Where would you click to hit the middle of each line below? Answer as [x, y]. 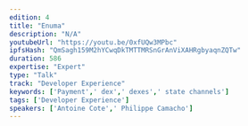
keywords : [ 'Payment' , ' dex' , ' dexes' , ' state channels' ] [119, 91]
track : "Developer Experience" [67, 83]
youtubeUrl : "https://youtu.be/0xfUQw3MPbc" [93, 42]
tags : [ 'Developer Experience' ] [69, 100]
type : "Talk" [33, 75]
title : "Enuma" [37, 26]
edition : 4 [29, 17]
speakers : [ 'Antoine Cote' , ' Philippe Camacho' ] [101, 108]
